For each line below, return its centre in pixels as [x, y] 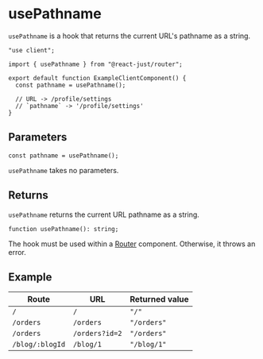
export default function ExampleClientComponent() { [97, 78]
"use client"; [32, 50]
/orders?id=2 [97, 334]
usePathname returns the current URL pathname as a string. [104, 214]
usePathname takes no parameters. [64, 170]
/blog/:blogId [39, 345]
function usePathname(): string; [64, 229]
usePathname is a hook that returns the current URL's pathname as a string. [130, 36]
